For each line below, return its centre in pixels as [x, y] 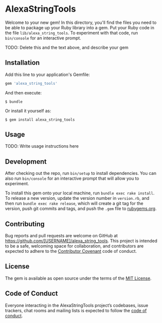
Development [26, 161]
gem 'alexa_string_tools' [31, 83]
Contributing [25, 224]
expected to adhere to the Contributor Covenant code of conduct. [71, 251]
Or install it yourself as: [28, 111]
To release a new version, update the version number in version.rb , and [77, 198]
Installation [22, 63]
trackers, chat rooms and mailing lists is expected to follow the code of [76, 310]
